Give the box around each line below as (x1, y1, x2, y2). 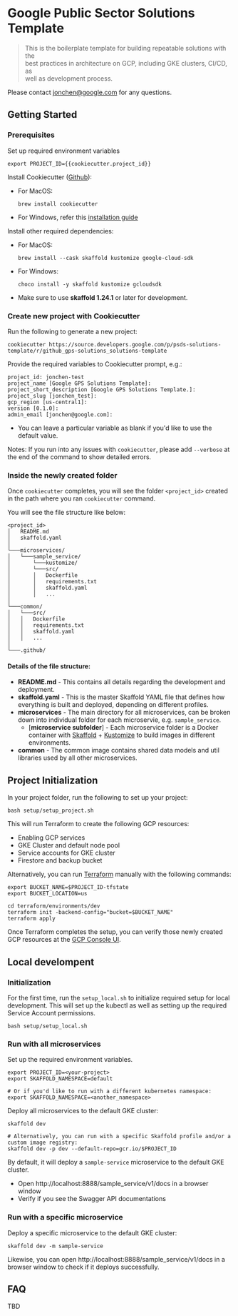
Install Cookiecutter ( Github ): (7, 173, 93, 181)
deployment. (17, 685, 55, 694)
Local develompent (7, 955, 95, 968)
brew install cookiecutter (17, 200, 98, 208)
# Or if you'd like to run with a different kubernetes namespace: (7, 1088, 212, 1095)
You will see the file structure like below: (7, 508, 126, 517)
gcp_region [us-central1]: (7, 398, 88, 406)
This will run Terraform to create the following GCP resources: (7, 820, 190, 828)
